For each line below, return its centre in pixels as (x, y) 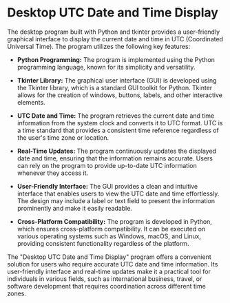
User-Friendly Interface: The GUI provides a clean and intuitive (107, 186)
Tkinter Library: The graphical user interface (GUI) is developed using (117, 80)
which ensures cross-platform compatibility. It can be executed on (111, 229)
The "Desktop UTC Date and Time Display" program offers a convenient (109, 257)
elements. (31, 102)
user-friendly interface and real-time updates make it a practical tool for (109, 271)
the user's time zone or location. (63, 137)
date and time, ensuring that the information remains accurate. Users (115, 158)
